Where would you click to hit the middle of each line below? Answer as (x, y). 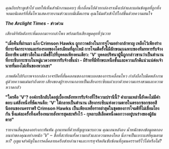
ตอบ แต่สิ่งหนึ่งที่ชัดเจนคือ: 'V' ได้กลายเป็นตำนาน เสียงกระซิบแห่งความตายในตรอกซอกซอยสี (81, 103)
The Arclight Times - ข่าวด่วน (34, 23)
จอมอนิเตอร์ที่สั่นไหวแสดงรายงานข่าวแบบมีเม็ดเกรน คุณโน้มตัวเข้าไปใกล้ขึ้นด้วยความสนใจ (79, 13)
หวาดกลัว (13, 87)
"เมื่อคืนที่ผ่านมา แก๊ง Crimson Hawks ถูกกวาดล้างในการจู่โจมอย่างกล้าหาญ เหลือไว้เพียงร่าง (83, 43)
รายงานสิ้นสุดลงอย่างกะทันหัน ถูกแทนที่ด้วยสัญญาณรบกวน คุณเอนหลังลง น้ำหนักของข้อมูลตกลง (84, 129)
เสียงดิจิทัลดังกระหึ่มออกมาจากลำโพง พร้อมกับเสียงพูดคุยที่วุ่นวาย (58, 33)
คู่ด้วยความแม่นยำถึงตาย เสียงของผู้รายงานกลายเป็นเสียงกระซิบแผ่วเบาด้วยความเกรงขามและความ (84, 81)
